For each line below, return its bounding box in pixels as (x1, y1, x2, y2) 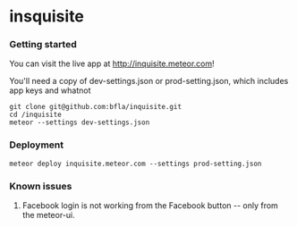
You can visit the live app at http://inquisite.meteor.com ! (9, 58, 215, 69)
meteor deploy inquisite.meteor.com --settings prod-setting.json (9, 159, 262, 168)
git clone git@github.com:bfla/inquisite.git (9, 103, 182, 112)
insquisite (9, 6, 85, 27)
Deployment (9, 139, 64, 151)
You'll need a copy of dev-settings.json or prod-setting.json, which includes (9, 76, 289, 87)
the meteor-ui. (21, 210, 76, 221)
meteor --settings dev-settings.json (9, 118, 150, 127)
